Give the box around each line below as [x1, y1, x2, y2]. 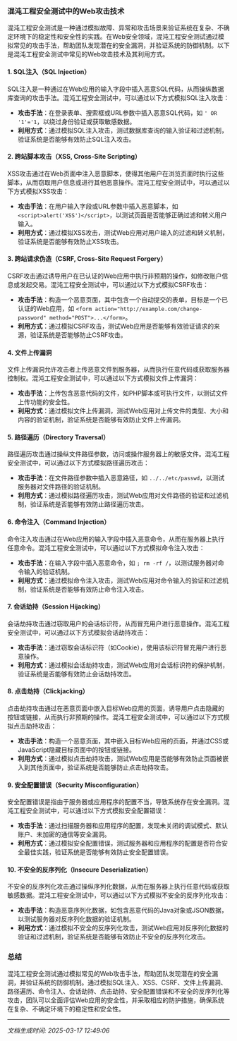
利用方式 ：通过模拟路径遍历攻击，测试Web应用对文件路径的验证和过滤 [17, 492, 223, 500]
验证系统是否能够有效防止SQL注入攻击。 [17, 135, 135, 143]
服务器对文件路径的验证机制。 [17, 482, 104, 491]
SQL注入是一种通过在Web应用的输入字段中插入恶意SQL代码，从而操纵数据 [7, 85, 224, 93]
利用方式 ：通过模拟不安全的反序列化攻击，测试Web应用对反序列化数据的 [17, 924, 229, 932]
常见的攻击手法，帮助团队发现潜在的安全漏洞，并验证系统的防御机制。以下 [13, 41, 230, 50]
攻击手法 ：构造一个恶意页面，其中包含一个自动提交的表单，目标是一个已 [17, 295, 228, 304]
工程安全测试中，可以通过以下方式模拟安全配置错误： [13, 806, 168, 815]
